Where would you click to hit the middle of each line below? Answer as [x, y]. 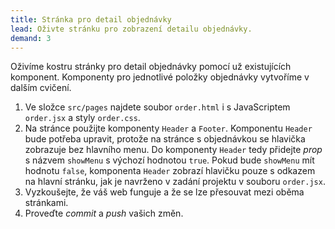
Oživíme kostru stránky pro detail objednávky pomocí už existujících [151, 67]
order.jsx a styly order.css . [82, 118]
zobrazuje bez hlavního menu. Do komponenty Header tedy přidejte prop [173, 150]
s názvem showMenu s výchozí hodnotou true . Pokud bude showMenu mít [169, 160]
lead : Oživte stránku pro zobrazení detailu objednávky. [131, 29]
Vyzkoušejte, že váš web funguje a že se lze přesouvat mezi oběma [164, 192]
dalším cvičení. [41, 88]
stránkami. [46, 203]
